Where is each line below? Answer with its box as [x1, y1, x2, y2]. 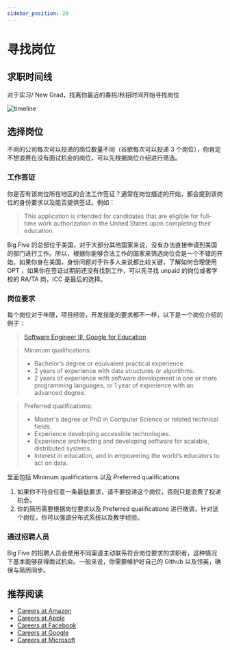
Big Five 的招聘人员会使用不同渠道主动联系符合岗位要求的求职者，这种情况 [7, 549, 218, 557]
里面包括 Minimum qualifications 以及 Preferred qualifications [7, 473, 180, 481]
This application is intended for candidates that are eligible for [23, 212, 199, 220]
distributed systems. [34, 444, 92, 453]
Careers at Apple [16, 614, 65, 623]
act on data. [34, 459, 68, 467]
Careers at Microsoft [16, 636, 75, 645]
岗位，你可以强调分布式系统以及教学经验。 [23, 514, 144, 522]
